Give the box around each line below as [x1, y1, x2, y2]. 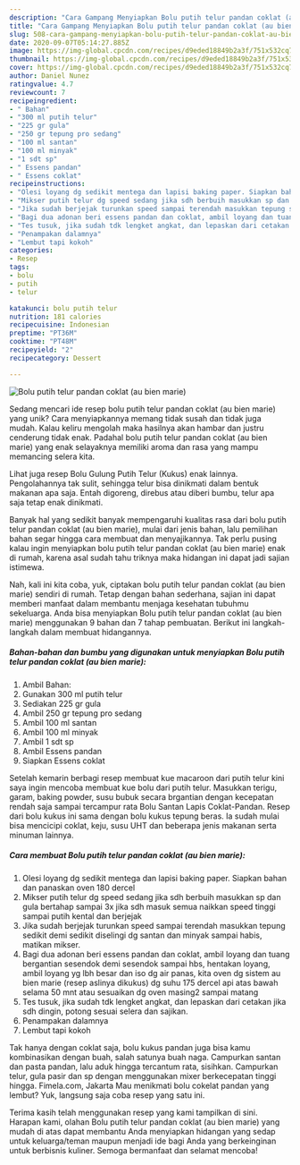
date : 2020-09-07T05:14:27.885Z [9, 38, 129, 47]
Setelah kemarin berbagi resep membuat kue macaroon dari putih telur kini [9, 772, 285, 783]
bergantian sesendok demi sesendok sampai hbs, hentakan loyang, [21, 958, 271, 969]
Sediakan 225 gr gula [21, 698, 101, 709]
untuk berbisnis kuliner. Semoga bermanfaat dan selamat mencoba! [9, 1144, 258, 1155]
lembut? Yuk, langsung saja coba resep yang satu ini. [9, 1089, 205, 1101]
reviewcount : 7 [9, 88, 66, 97]
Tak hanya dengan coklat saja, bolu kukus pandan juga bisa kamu [9, 1042, 251, 1052]
